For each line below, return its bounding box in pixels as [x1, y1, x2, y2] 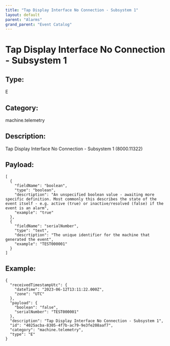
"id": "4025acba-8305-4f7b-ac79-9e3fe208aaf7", [10, 322, 114, 328]
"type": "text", [14, 228, 50, 233]
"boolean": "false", [14, 304, 58, 310]
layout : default [5, 12, 40, 17]
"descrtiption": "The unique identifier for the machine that [14, 232, 150, 237]
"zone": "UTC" [14, 291, 45, 296]
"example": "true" [14, 210, 54, 215]
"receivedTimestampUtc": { [10, 282, 68, 288]
